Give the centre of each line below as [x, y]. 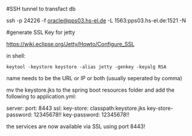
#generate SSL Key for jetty [41, 32]
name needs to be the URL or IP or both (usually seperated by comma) [94, 78]
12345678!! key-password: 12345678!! [81, 114]
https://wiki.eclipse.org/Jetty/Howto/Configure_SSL [71, 44]
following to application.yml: [41, 96]
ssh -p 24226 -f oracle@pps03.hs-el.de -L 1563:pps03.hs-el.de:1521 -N [96, 20]
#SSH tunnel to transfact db [41, 9]
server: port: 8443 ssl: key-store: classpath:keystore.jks [76, 108]
